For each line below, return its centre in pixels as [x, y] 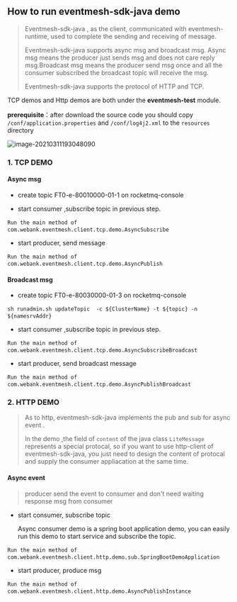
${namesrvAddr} [30, 316]
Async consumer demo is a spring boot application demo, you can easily [123, 528]
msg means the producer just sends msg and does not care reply [120, 57]
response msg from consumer [69, 501]
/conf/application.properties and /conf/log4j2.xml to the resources [109, 123]
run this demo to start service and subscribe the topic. [97, 536]
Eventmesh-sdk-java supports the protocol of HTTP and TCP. [114, 86]
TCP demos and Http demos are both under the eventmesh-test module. [114, 100]
